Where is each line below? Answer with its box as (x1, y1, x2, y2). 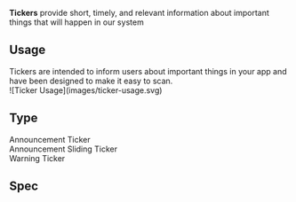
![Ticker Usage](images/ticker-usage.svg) (9, 84, 163, 96)
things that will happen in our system (9, 17, 144, 27)
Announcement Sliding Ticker (9, 144, 118, 154)
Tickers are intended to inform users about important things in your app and (9, 66, 287, 76)
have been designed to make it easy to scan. (9, 75, 173, 86)
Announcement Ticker (9, 134, 91, 144)
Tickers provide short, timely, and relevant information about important (9, 8, 269, 18)
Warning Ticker (9, 152, 66, 163)
